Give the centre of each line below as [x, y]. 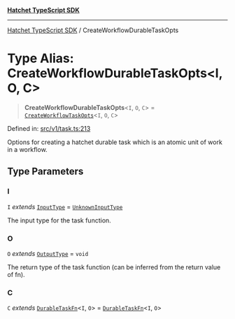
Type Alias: [41, 58]
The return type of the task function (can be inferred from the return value [114, 267]
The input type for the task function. [59, 220]
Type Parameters [45, 172]
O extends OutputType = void [48, 253]
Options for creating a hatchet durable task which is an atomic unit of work [115, 142]
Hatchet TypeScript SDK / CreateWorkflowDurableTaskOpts [93, 30]
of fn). [16, 274]
